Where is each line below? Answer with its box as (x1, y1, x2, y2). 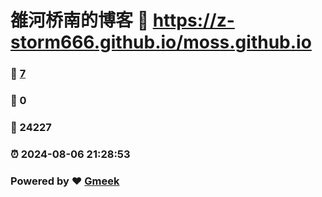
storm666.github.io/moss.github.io (10, 31, 312, 54)
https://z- (152, 9, 235, 32)
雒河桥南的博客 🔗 (10, 9, 150, 32)
